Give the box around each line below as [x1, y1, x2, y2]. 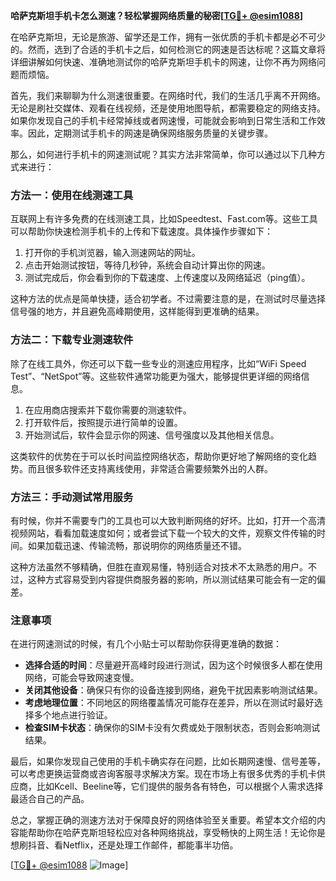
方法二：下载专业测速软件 [10, 333, 134, 347]
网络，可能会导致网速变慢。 [24, 672, 140, 684]
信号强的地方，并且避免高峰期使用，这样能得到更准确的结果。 [10, 305, 265, 318]
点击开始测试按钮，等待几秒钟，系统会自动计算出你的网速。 [24, 259, 271, 271]
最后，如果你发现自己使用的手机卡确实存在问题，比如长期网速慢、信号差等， [10, 755, 326, 768]
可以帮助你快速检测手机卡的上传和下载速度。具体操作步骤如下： [10, 225, 273, 238]
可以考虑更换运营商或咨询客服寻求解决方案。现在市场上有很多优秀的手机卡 [10, 768, 317, 780]
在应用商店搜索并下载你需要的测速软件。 [24, 404, 192, 416]
